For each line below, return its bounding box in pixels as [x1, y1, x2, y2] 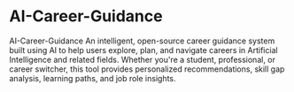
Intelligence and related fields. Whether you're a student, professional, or [9, 54, 276, 65]
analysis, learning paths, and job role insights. [9, 73, 176, 83]
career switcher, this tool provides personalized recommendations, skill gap [9, 64, 285, 74]
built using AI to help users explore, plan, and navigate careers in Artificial [9, 44, 278, 55]
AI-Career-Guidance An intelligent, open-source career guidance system [9, 35, 275, 46]
